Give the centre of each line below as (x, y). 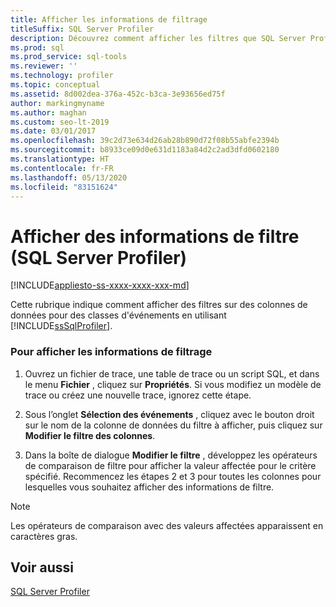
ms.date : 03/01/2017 (53, 131)
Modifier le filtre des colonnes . (90, 435)
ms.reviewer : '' (44, 66)
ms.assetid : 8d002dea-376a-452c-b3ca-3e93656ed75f (118, 94)
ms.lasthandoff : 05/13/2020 (69, 177)
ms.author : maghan (48, 112)
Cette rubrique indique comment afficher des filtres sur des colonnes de (159, 305)
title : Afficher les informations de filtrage (109, 19)
